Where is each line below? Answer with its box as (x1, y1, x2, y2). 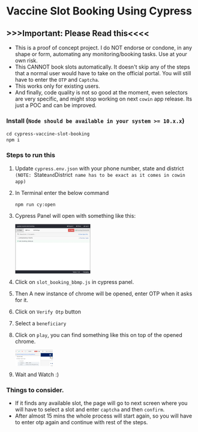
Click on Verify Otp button (14, 308, 82, 315)
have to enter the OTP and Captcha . (14, 76, 100, 83)
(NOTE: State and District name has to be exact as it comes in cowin (14, 171, 186, 178)
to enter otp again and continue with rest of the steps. (14, 419, 148, 426)
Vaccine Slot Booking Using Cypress (6, 4, 192, 18)
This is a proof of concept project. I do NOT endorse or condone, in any (14, 44, 193, 51)
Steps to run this (6, 151, 56, 159)
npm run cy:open (14, 202, 56, 208)
